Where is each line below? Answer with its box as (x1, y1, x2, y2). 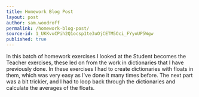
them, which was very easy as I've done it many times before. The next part (6, 72, 193, 79)
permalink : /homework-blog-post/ (6, 25, 90, 32)
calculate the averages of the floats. (6, 85, 95, 91)
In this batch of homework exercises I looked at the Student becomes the (6, 53, 186, 60)
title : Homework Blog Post (6, 8, 74, 15)
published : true (6, 36, 47, 42)
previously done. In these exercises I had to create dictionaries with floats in (6, 65, 194, 72)
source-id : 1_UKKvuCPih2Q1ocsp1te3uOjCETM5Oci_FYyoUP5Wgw (6, 31, 154, 37)
